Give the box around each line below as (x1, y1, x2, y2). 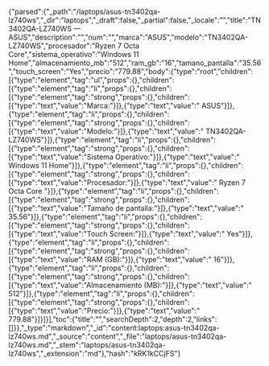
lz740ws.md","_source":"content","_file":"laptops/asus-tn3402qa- (8, 331, 227, 341)
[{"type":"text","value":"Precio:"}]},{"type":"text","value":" (8, 306, 201, 315)
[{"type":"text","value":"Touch (8, 229, 108, 238)
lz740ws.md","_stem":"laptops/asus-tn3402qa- (8, 340, 167, 349)
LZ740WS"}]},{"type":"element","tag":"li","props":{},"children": (8, 135, 216, 144)
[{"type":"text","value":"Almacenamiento (8, 281, 143, 290)
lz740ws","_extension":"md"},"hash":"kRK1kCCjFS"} (8, 349, 181, 358)
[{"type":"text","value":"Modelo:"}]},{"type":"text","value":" (8, 126, 204, 136)
